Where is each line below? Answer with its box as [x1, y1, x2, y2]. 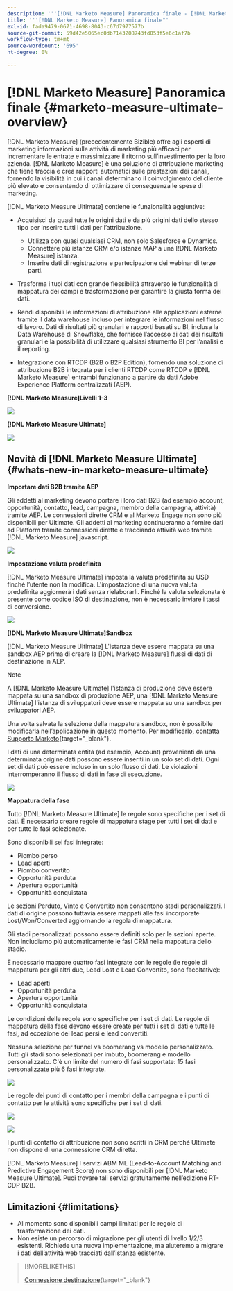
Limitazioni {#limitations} [7, 1201, 119, 1213]
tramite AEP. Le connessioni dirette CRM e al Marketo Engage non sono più [7, 511, 222, 519]
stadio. [7, 945, 27, 953]
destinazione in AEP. [7, 657, 66, 665]
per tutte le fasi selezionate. [7, 824, 87, 833]
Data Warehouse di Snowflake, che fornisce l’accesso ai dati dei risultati [17, 330, 223, 338]
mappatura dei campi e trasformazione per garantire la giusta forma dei [17, 287, 222, 295]
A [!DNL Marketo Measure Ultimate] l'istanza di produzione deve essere [7, 684, 213, 692]
